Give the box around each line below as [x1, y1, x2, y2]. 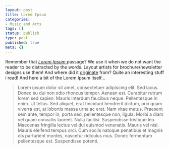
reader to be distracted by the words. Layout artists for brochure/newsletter [5, 64, 162, 70]
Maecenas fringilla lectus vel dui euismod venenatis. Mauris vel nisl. [17, 122, 159, 128]
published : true [5, 40, 39, 45]
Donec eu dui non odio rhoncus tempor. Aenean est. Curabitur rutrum [17, 90, 162, 96]
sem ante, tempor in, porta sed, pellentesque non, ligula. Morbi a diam [17, 111, 163, 117]
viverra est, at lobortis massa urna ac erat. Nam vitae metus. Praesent [17, 106, 163, 112]
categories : [5, 17, 30, 22]
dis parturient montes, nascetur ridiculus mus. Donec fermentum [17, 132, 152, 138]
